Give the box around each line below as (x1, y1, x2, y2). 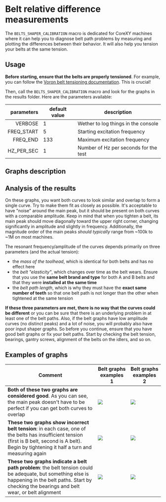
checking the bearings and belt (7, 483, 80, 490)
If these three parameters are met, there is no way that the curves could (5, 304, 156, 310)
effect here (12, 263, 35, 269)
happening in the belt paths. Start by (7, 476, 92, 483)
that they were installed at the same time (12, 279, 97, 285)
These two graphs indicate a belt (7, 458, 87, 465)
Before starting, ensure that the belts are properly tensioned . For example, (5, 73, 161, 80)
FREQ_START (7, 128, 39, 135)
